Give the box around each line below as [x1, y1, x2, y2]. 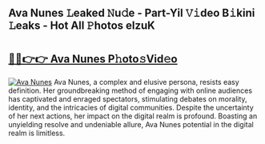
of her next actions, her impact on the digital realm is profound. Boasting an [8, 111, 258, 121]
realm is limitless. [8, 128, 66, 138]
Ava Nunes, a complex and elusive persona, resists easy [53, 78, 240, 86]
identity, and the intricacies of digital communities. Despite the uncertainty [8, 103, 254, 112]
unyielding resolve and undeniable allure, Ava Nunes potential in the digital [8, 120, 254, 129]
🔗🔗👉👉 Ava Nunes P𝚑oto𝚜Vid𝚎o [8, 52, 178, 66]
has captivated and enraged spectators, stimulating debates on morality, [8, 94, 247, 103]
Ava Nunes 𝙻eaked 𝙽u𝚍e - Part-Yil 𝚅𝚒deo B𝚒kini [8, 6, 255, 20]
